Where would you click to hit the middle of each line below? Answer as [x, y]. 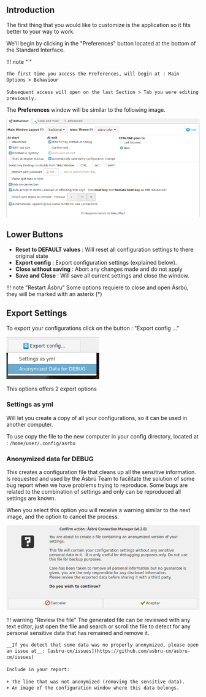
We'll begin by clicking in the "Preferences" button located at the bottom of [101, 43]
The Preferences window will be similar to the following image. [86, 109]
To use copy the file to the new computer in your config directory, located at [103, 436]
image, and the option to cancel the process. [63, 517]
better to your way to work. [40, 31]
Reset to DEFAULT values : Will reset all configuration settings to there [104, 249]
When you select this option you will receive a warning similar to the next [98, 510]
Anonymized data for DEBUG [50, 459]
